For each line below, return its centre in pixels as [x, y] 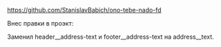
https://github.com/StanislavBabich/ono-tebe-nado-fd [84, 10]
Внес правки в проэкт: [40, 23]
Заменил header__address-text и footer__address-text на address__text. [110, 37]
